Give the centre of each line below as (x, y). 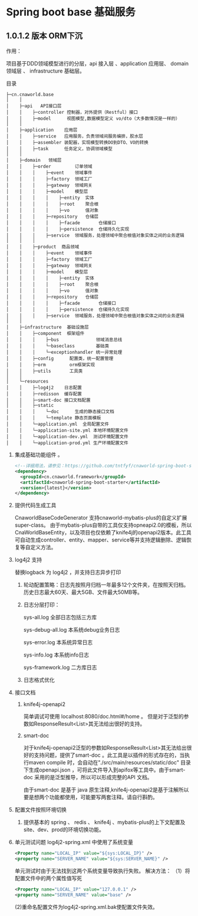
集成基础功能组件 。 (39, 454)
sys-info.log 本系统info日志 (56, 655)
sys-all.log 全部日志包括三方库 (60, 618)
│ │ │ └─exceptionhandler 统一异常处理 (64, 352)
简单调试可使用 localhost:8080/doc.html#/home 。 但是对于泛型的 (103, 717)
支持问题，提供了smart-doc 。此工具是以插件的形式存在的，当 (109, 755)
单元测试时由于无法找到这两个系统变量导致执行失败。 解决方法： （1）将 (102, 871)
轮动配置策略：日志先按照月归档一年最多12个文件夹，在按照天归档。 (106, 585)
